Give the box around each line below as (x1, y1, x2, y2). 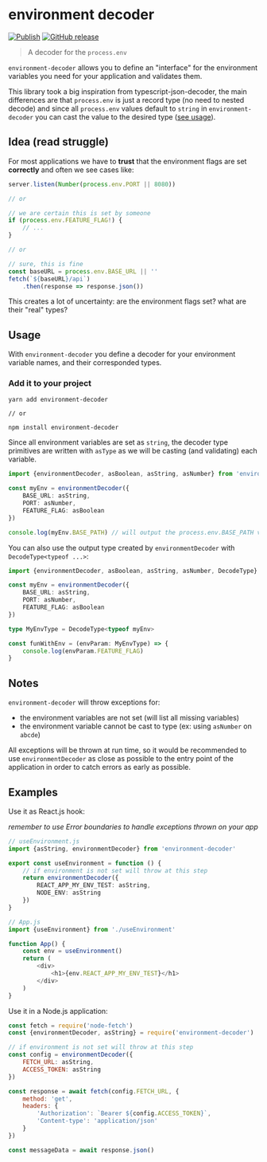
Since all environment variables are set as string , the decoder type (8, 438, 229, 447)
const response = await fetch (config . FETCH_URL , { (8, 1087, 180, 1095)
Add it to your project (8, 378, 92, 389)
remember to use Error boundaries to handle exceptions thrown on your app (8, 822, 258, 831)
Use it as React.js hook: (8, 807, 86, 816)
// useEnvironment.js (8, 837, 80, 846)
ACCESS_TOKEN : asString (22, 1066, 102, 1074)
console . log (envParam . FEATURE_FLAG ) (22, 647, 145, 655)
